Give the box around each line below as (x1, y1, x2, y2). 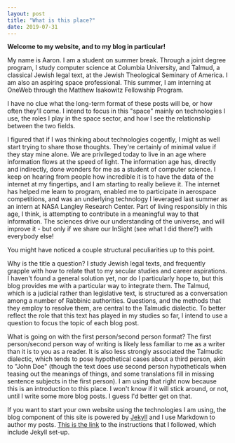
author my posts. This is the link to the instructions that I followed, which (7, 421, 217, 429)
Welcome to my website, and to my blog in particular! (7, 43, 166, 51)
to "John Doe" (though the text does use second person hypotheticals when (7, 362, 227, 371)
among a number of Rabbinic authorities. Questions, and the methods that (7, 297, 222, 305)
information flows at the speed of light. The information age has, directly (7, 158, 216, 166)
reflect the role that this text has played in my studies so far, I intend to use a (7, 311, 228, 320)
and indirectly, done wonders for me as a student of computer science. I (7, 165, 216, 174)
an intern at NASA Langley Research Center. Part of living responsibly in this (7, 203, 228, 211)
